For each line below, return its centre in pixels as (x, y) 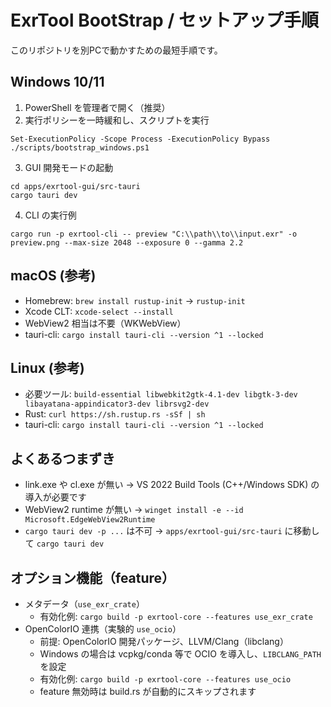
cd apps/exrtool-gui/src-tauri (75, 186)
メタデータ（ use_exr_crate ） (84, 604)
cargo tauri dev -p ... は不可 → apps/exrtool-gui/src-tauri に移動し (172, 531)
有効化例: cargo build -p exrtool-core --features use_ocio (165, 679)
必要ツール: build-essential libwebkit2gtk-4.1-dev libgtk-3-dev (161, 394)
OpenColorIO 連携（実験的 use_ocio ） (103, 629)
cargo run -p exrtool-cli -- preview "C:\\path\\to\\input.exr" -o (154, 234)
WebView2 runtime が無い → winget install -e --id (134, 510)
